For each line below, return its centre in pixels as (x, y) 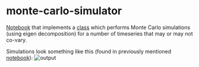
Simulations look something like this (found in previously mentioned (89, 51)
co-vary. (17, 40)
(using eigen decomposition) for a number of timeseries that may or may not (99, 33)
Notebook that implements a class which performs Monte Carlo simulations (98, 27)
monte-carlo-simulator (64, 11)
